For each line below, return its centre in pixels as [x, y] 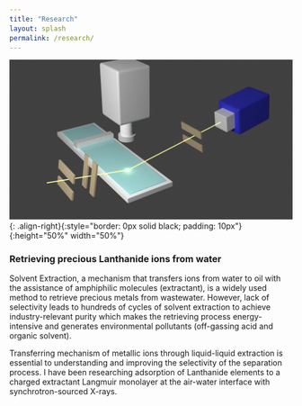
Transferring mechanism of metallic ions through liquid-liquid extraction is [146, 353]
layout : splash [38, 28]
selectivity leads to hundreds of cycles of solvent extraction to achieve [140, 307]
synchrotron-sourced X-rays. [63, 392]
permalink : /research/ [52, 38]
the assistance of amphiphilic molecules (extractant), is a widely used [138, 288]
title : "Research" [44, 19]
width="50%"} [98, 235]
